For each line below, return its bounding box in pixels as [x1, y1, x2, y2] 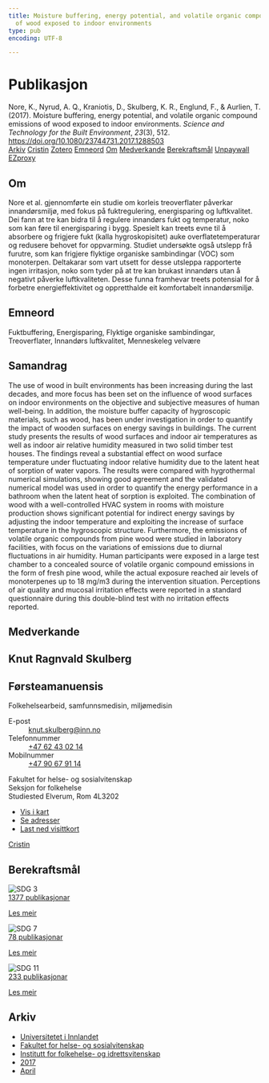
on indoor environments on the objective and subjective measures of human [8, 398, 260, 407]
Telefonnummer [8, 733, 61, 743]
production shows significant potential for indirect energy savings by [8, 508, 235, 518]
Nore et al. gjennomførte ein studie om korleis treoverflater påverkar [8, 198, 234, 207]
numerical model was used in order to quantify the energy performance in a [8, 483, 259, 492]
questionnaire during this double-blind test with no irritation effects [8, 593, 230, 603]
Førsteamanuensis [8, 679, 104, 693]
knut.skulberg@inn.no [28, 725, 102, 734]
